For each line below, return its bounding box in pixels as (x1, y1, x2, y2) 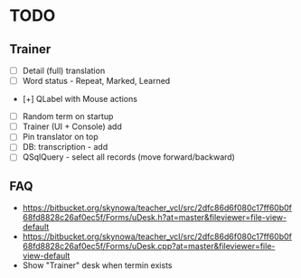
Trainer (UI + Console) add (22, 121, 122, 132)
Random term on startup (22, 111, 114, 122)
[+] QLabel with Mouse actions (22, 94, 138, 105)
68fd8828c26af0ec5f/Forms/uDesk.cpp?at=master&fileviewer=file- (22, 241, 276, 252)
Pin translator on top (22, 132, 99, 143)
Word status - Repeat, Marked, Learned (22, 76, 171, 87)
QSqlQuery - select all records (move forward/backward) (22, 152, 235, 162)
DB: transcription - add (22, 142, 108, 153)
